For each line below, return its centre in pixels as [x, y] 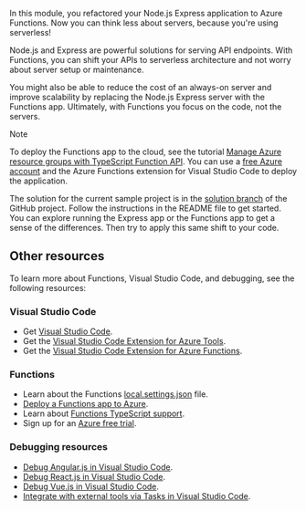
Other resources [57, 256]
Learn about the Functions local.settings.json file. [115, 394]
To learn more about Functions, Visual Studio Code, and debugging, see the [152, 278]
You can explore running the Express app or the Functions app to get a [142, 218]
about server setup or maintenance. [77, 69]
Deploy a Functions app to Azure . [85, 404]
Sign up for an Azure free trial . [79, 423]
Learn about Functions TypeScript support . [104, 413]
